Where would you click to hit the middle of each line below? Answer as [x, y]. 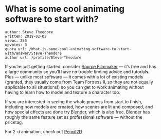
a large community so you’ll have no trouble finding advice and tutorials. [77, 72]
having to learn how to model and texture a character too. [63, 92]
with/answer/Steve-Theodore [34, 53]
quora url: [16, 49]
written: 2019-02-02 [26, 36]
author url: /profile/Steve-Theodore [43, 57]
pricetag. [14, 122]
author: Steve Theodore [29, 32]
